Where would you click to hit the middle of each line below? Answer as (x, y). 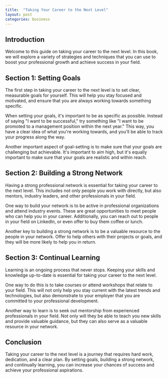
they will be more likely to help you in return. (51, 242)
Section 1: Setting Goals (43, 78)
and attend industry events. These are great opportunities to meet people (81, 211)
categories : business (28, 19)
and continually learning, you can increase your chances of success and (80, 365)
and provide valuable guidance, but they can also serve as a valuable (76, 321)
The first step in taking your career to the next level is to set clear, (73, 90)
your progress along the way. (35, 137)
